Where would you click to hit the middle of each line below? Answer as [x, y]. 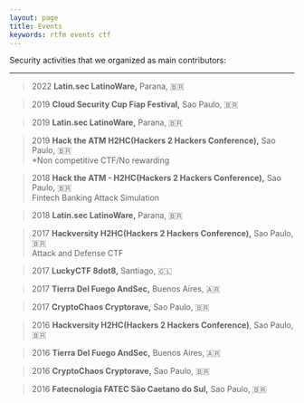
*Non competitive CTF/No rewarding [100, 160]
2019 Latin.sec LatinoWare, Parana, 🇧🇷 [107, 122]
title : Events [36, 26]
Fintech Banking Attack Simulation [95, 198]
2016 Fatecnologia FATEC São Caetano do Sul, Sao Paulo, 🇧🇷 [149, 389]
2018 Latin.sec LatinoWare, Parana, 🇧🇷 [107, 216]
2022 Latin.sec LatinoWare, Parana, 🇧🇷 [108, 86]
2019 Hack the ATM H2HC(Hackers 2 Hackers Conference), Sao [153, 140]
